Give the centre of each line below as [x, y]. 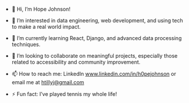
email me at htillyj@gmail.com [48, 82]
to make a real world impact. [46, 27]
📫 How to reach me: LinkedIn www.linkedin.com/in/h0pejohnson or [94, 74]
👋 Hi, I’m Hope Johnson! [41, 9]
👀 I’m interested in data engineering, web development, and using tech [97, 20]
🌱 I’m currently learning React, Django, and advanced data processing [97, 38]
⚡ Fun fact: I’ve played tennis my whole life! [64, 94]
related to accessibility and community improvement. [76, 62]
